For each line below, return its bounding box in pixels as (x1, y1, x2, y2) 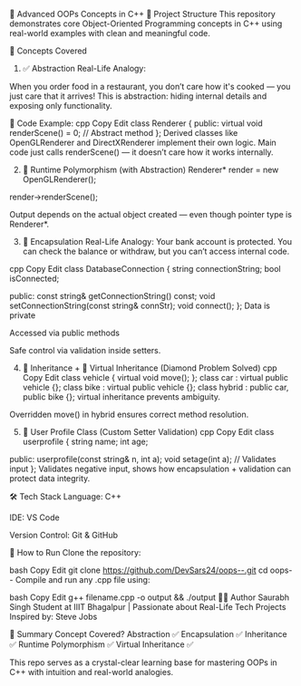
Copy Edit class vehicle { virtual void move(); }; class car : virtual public (22, 372, 288, 382)
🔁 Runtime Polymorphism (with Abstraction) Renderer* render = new (22, 164, 279, 175)
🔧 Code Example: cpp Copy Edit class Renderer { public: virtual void (9, 118, 263, 129)
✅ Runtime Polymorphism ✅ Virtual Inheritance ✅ (9, 639, 194, 650)
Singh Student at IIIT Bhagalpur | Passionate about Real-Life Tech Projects (9, 602, 286, 612)
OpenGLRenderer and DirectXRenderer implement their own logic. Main (9, 137, 277, 148)
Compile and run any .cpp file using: (15, 575, 150, 585)
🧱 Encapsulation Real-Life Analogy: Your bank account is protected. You (22, 237, 293, 246)
